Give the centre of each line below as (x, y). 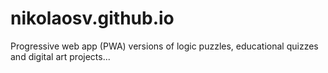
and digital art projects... (60, 56)
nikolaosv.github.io (92, 18)
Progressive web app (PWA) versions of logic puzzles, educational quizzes (164, 46)
